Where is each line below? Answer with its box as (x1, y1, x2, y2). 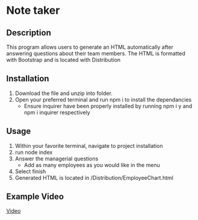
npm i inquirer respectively (23, 109, 90, 116)
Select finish (14, 168, 46, 175)
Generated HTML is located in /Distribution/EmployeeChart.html (14, 174, 173, 181)
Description (6, 28, 51, 38)
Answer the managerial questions (14, 154, 99, 162)
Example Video (6, 192, 64, 202)
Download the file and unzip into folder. (14, 90, 113, 97)
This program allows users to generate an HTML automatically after (6, 43, 173, 50)
